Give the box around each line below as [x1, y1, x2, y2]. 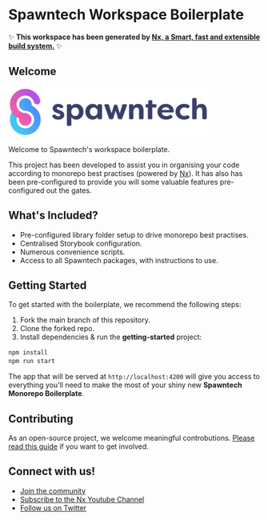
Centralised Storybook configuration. [19, 238, 142, 248]
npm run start [8, 358, 56, 366]
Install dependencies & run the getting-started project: [19, 332, 202, 342]
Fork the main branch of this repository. [19, 315, 150, 325]
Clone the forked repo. [19, 324, 95, 334]
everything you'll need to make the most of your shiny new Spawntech [8, 380, 242, 390]
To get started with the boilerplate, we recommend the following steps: [8, 300, 242, 310]
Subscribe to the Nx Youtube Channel [19, 494, 145, 504]
